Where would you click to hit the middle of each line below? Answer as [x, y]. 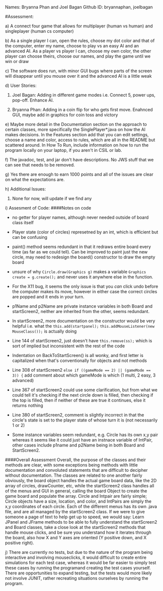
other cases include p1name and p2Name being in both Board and [78, 445]
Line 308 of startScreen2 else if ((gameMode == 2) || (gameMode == [81, 370]
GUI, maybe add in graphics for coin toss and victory [65, 115]
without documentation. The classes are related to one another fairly [74, 475]
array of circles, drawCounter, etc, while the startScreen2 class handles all [80, 486]
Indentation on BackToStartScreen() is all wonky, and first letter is [78, 355]
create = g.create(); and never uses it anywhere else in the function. [82, 277]
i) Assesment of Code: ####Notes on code [48, 208]
